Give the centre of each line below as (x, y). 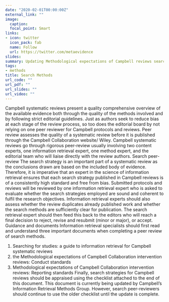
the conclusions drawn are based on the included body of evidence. (76, 167)
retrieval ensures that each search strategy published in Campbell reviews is (84, 178)
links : (12, 33)
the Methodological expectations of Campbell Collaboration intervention (87, 257)
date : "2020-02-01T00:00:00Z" (37, 10)
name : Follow (23, 47)
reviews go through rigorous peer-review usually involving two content (78, 146)
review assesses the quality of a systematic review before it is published (80, 135)
